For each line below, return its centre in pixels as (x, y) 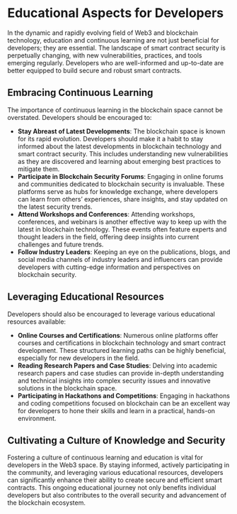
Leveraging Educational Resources (86, 297)
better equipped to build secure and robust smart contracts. (94, 70)
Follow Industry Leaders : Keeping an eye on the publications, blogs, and (124, 252)
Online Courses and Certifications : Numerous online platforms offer (118, 335)
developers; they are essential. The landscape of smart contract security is (117, 48)
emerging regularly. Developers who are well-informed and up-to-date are (116, 62)
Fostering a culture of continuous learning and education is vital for (105, 458)
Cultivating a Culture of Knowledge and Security (116, 441)
